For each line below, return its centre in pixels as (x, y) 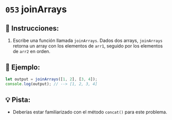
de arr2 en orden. (31, 51)
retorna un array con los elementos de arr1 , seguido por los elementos (88, 46)
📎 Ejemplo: (23, 67)
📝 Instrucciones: (32, 28)
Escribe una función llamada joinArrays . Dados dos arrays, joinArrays (88, 40)
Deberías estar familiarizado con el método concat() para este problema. (90, 112)
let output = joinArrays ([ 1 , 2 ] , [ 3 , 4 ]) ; (51, 79)
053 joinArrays (36, 9)
